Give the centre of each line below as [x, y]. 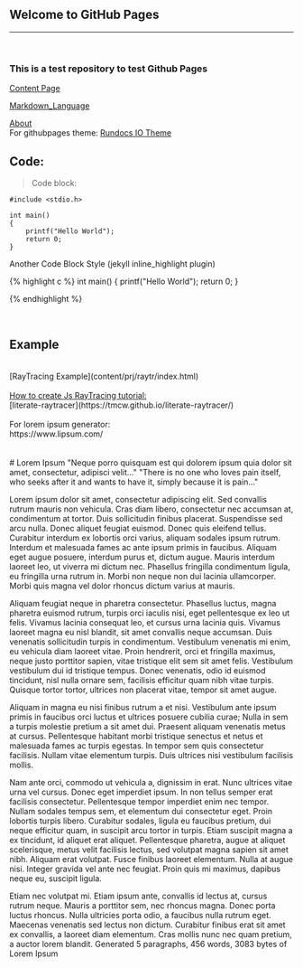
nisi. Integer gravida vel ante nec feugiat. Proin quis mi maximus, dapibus [145, 869]
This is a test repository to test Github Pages [109, 69]
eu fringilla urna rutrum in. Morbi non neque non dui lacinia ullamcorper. [143, 576]
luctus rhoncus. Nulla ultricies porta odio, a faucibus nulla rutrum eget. [141, 915]
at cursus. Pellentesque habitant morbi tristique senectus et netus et [136, 736]
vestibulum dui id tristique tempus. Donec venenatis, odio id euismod [138, 670]
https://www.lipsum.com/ [56, 434]
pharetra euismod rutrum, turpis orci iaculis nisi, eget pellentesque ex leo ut [150, 613]
